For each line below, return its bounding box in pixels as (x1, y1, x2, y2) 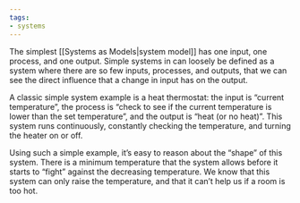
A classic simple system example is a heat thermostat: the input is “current (9, 91, 285, 103)
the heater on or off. (9, 130, 83, 140)
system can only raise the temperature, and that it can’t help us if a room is (9, 175, 286, 186)
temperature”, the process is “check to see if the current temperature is (9, 101, 272, 112)
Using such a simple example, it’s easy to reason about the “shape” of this (9, 147, 283, 157)
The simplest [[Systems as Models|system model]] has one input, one (9, 46, 268, 56)
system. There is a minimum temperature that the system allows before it (9, 156, 279, 167)
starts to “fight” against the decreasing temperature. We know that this (9, 166, 270, 177)
